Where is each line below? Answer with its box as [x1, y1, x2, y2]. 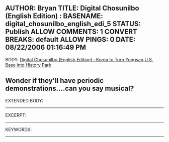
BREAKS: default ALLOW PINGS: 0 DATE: [5, 35, 136, 44]
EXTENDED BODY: [5, 97, 44, 103]
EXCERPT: [5, 112, 27, 118]
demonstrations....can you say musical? [5, 84, 134, 93]
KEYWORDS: [5, 126, 32, 132]
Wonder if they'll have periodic [5, 76, 104, 85]
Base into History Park [5, 62, 52, 68]
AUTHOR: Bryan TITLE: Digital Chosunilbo [5, 4, 139, 13]
